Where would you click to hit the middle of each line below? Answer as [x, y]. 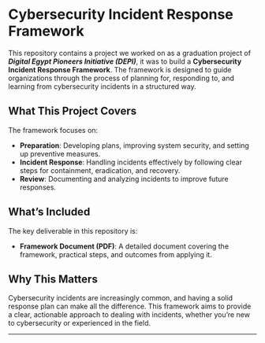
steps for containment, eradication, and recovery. [100, 170]
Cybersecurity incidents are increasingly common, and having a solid [121, 298]
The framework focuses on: [53, 130]
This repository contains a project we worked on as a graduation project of [129, 53]
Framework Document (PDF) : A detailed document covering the [124, 246]
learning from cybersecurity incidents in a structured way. [102, 86]
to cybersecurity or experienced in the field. [80, 323]
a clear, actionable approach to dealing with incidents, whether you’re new [129, 315]
